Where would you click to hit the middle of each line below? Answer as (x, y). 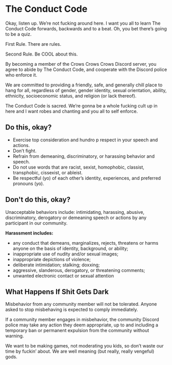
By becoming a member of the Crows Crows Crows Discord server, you (81, 64)
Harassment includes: (30, 233)
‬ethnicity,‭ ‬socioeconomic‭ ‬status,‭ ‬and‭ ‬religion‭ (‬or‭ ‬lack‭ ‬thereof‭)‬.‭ (71, 96)
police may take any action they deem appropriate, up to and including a (82, 325)
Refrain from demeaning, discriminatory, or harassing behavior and (84, 156)
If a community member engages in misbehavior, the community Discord (82, 320)
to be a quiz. (18, 34)
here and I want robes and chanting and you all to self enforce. (72, 111)
